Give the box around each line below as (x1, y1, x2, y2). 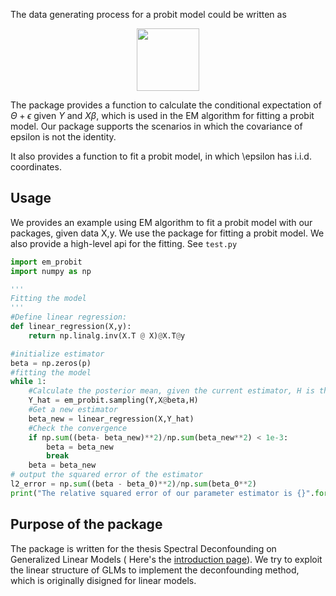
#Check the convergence (28, 423, 128, 433)
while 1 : (10, 377, 47, 387)
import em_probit (10, 257, 83, 267)
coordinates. (10, 161, 62, 173)
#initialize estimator (10, 349, 105, 359)
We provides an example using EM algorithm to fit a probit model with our (10, 216, 313, 228)
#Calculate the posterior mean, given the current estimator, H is (28, 386, 315, 396)
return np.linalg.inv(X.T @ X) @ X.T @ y (28, 330, 186, 341)
